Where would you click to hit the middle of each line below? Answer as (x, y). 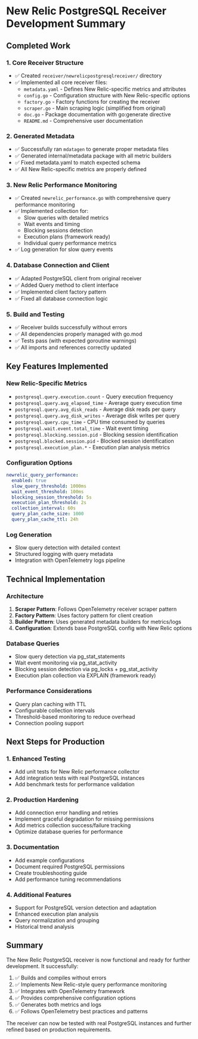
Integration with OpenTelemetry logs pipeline (70, 560)
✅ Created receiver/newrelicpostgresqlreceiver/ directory (88, 75)
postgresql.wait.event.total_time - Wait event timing (81, 428)
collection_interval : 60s (44, 508)
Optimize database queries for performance (69, 832)
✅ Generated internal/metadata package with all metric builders (93, 156)
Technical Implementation (56, 579)
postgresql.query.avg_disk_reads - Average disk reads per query (95, 409)
